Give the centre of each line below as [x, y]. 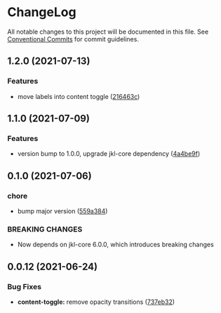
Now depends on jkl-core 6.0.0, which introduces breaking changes [115, 245]
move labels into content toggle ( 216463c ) [79, 96]
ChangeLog [42, 12]
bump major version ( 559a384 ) [62, 211]
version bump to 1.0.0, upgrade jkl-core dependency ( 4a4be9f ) [109, 154]
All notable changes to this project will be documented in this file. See [108, 32]
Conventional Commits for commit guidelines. [73, 39]
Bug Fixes [25, 286]
